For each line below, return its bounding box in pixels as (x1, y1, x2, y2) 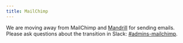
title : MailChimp (6, 8, 49, 14)
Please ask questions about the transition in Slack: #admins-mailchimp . (6, 30, 178, 37)
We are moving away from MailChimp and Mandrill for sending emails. (6, 24, 175, 31)
